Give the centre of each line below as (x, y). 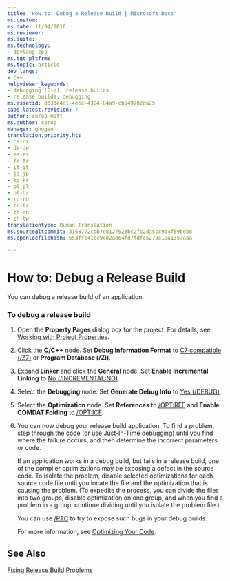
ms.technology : (29, 45)
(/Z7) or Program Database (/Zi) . (64, 358)
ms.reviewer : (26, 33)
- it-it (18, 167)
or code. (29, 448)
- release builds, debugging (49, 97)
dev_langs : (23, 71)
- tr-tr (18, 206)
